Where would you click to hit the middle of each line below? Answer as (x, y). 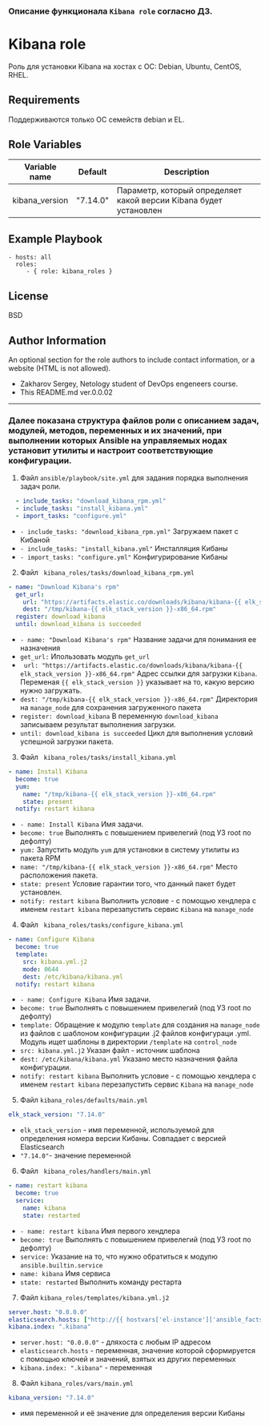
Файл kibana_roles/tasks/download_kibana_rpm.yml (107, 572)
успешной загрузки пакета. (66, 741)
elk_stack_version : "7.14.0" (57, 1115)
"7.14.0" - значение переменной (75, 1155)
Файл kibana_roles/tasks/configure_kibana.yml (102, 925)
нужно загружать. (51, 691)
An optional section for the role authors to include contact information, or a (132, 360)
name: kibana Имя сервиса (65, 1273)
